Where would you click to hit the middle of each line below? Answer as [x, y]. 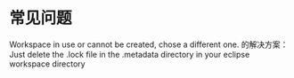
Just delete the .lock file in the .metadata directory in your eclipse [130, 54]
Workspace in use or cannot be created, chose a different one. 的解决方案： [149, 44]
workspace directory [48, 64]
